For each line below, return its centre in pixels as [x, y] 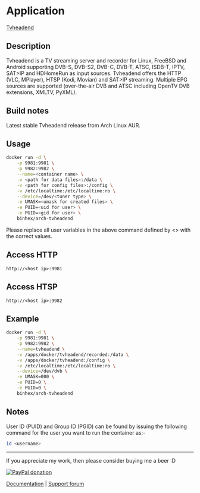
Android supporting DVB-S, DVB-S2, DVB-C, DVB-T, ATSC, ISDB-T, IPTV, [96, 67]
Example [23, 319]
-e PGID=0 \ [32, 388]
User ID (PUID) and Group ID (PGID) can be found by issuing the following [97, 426]
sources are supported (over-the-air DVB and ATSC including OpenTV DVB [98, 86]
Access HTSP [32, 287]
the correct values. [29, 236]
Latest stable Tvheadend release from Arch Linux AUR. [74, 125]
